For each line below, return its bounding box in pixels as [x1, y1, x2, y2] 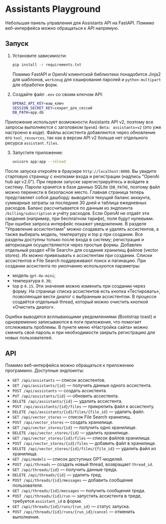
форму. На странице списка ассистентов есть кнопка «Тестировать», [12, 288, 161, 294]
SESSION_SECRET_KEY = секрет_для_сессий [12, 105, 93, 110]
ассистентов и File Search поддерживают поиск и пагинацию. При [5, 258, 146, 263]
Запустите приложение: [12, 150, 63, 156]
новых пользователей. [5, 335, 53, 341]
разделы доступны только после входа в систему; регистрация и [5, 237, 144, 243]
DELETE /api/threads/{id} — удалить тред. [12, 472, 103, 477]
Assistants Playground [5, 3, 101, 15]
